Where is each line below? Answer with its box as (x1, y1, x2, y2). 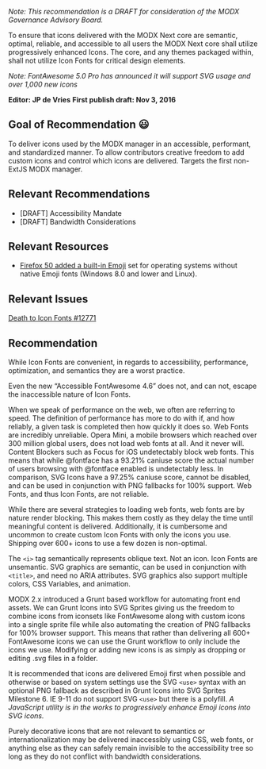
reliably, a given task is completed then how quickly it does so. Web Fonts (8, 422, 249, 432)
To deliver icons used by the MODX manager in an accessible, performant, (8, 139, 252, 148)
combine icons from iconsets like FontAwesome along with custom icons (8, 611, 245, 621)
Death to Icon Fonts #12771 (8, 313, 97, 323)
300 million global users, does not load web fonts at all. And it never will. (8, 439, 245, 448)
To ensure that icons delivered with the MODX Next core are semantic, (8, 31, 238, 40)
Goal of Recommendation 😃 (8, 118, 150, 132)
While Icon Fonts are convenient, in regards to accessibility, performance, (8, 357, 249, 367)
